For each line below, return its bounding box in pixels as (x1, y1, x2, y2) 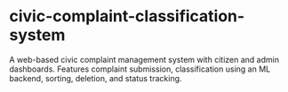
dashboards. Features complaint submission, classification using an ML (9, 64, 271, 74)
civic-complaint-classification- (9, 6, 245, 27)
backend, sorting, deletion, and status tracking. (9, 73, 182, 83)
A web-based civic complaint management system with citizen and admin (9, 54, 280, 65)
